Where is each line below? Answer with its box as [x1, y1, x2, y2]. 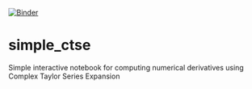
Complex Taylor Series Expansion [8, 71, 120, 81]
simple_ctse [8, 36, 91, 54]
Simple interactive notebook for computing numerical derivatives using [8, 62, 244, 72]
